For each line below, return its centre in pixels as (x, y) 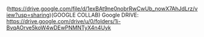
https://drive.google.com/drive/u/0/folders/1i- (64, 21)
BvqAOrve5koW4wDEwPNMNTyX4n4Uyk (59, 27)
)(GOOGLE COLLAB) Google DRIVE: (94, 15)
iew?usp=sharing (28, 15)
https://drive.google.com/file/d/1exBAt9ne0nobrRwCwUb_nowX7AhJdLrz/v (103, 9)
